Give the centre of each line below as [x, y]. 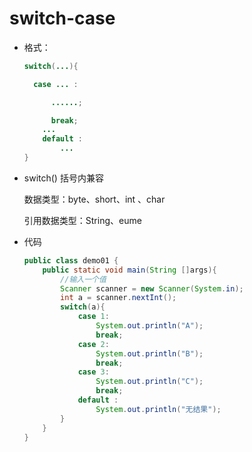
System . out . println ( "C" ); [149, 382]
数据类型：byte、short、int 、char [94, 199]
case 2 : [93, 344]
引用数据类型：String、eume [82, 220]
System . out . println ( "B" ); [149, 353]
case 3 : [93, 372]
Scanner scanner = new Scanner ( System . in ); [152, 288]
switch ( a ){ [83, 307]
